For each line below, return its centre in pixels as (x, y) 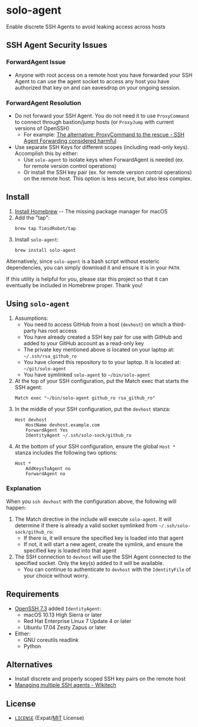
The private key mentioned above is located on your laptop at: (99, 349)
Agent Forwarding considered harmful (70, 141)
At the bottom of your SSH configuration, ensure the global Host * (95, 446)
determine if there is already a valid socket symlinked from (86, 525)
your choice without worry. (56, 575)
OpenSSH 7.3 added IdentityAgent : (58, 608)
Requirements (33, 594)
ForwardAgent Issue (36, 62)
